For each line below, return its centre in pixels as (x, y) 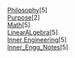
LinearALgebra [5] (33, 32)
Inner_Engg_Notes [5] (38, 47)
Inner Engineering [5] (37, 40)
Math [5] (19, 25)
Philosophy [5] (27, 10)
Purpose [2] (23, 17)
